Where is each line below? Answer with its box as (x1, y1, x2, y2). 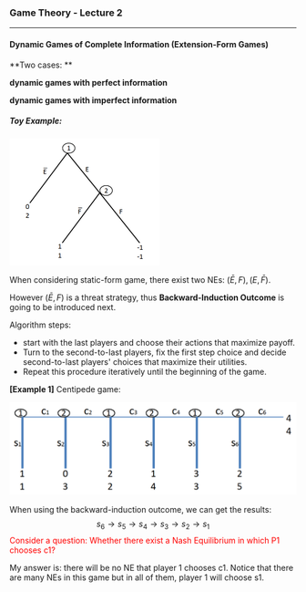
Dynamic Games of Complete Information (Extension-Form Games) (9, 38, 269, 49)
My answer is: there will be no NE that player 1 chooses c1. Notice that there (9, 562, 294, 573)
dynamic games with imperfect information (9, 94, 178, 106)
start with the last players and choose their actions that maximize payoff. (22, 337, 296, 348)
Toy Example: (9, 116, 62, 127)
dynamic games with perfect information (9, 77, 168, 88)
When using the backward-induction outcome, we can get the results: (9, 504, 271, 514)
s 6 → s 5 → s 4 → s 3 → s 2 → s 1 (96, 518, 210, 531)
